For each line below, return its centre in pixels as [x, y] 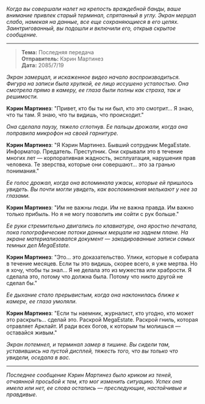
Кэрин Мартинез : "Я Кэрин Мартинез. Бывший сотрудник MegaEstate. [99, 145]
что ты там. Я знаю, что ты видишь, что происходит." [75, 115]
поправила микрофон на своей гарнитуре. [63, 133]
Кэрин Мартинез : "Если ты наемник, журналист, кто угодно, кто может [100, 313]
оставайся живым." [32, 333]
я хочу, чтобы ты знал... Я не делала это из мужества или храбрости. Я [99, 270]
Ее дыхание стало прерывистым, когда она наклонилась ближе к [93, 295]
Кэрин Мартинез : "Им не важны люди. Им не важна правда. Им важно [100, 207]
